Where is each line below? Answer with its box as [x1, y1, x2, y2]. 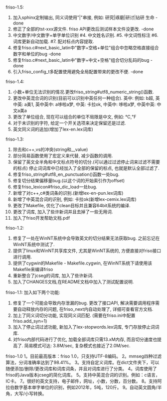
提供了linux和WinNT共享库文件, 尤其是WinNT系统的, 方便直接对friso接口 [12, 248, 162, 254]
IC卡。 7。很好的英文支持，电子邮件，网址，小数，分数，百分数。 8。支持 [5, 378, 158, 384]
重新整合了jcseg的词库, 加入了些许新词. [12, 272, 94, 278]
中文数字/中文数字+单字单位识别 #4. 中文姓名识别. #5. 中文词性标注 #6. [12, 32, 159, 38]
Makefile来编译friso [12, 267, 53, 272]
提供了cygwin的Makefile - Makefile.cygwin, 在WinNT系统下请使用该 [12, 260, 153, 266]
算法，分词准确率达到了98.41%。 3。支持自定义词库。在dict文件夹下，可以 [5, 360, 160, 365]
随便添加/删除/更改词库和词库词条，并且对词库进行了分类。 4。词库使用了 [5, 366, 158, 372]
